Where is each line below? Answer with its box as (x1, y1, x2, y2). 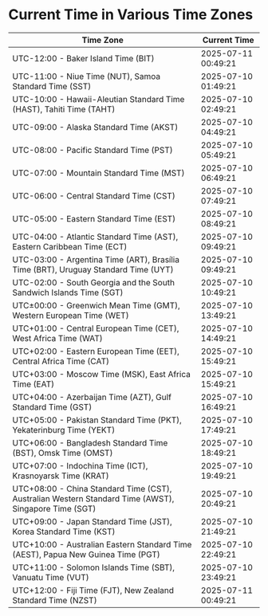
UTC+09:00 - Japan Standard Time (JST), (12, 516, 173, 527)
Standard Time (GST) (12, 401, 93, 412)
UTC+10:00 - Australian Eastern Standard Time (12, 539, 192, 550)
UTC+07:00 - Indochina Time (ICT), (12, 460, 148, 471)
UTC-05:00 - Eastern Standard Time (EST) (12, 213, 176, 224)
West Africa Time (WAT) (12, 332, 104, 343)
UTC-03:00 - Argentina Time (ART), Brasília (12, 253, 179, 265)
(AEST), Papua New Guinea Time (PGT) (12, 548, 161, 559)
